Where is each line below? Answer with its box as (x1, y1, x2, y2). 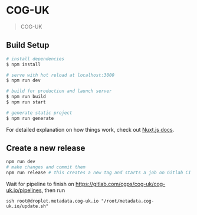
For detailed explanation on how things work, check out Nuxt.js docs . (6, 126, 175, 133)
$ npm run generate (6, 115, 54, 121)
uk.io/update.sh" (6, 203, 49, 210)
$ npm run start (6, 99, 46, 105)
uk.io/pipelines (6, 187, 42, 194)
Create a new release (6, 143, 86, 154)
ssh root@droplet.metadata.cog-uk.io (6, 198, 99, 204)
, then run (41, 187, 65, 194)
